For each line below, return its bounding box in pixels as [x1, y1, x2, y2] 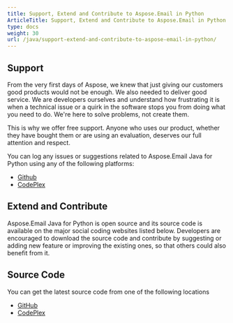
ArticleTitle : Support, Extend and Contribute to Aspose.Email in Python [7, 17, 227, 24]
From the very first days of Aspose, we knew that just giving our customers [7, 80, 223, 89]
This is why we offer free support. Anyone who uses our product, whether [7, 123, 220, 132]
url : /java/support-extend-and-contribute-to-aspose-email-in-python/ [7, 36, 217, 43]
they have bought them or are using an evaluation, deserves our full [7, 130, 202, 140]
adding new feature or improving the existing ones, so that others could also [7, 241, 227, 250]
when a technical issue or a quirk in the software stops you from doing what [7, 103, 225, 111]
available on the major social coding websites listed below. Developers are [7, 226, 221, 234]
